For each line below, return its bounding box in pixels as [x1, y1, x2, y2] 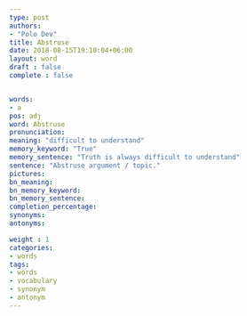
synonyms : [9, 211, 46, 220]
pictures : [9, 169, 46, 178]
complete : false [9, 71, 74, 80]
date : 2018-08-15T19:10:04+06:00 [9, 46, 133, 55]
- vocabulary [9, 277, 58, 286]
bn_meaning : [9, 177, 53, 187]
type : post [9, 12, 50, 22]
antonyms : [9, 219, 46, 228]
